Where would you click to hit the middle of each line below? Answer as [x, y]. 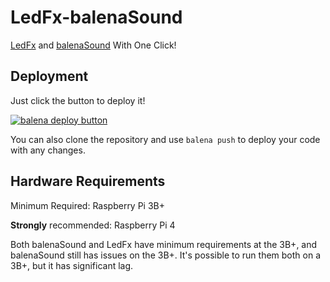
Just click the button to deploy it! [78, 100]
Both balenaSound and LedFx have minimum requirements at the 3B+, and [164, 244]
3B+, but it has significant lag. [72, 265]
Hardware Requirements [88, 181]
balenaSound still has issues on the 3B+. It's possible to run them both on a [166, 255]
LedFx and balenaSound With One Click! [93, 45]
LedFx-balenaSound [96, 17]
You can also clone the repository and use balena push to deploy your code [165, 139]
